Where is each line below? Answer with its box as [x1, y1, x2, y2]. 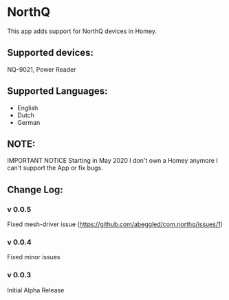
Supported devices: [7, 47, 94, 59]
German [17, 118, 41, 126]
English [17, 103, 39, 112]
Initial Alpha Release [7, 286, 65, 294]
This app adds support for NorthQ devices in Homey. [7, 27, 157, 35]
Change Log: [7, 183, 63, 195]
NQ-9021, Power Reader [7, 65, 76, 73]
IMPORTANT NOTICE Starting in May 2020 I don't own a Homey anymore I [7, 157, 218, 165]
